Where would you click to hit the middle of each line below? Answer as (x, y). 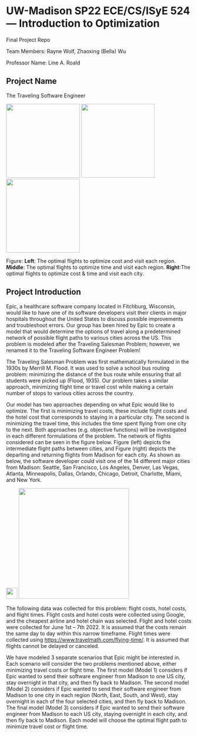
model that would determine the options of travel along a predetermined (94, 331)
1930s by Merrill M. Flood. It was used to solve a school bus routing (88, 368)
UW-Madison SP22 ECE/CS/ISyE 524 (98, 11)
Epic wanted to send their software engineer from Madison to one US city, (96, 676)
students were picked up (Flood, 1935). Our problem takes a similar (87, 380)
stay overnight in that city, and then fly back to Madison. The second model (98, 682)
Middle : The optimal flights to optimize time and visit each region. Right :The (98, 267)
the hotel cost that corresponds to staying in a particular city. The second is (98, 417)
